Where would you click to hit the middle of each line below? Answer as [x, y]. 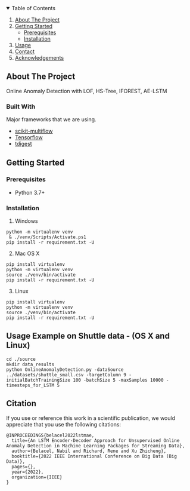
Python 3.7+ [30, 192]
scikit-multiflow [34, 131]
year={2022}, [28, 472]
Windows [26, 221]
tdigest [23, 144]
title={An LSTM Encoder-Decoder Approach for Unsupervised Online [96, 440]
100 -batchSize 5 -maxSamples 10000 [118, 380]
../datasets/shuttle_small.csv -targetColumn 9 [66, 375]
